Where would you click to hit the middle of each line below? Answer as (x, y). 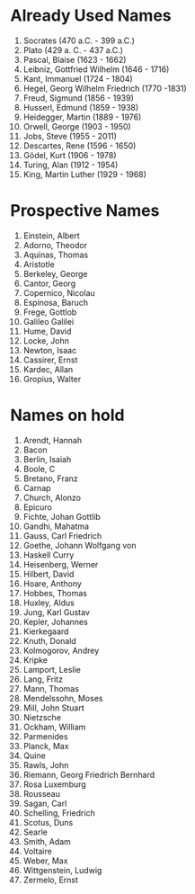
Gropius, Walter (52, 379)
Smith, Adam (47, 841)
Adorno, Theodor (55, 245)
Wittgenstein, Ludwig (62, 870)
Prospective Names (85, 211)
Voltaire (37, 851)
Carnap (37, 487)
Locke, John (46, 340)
